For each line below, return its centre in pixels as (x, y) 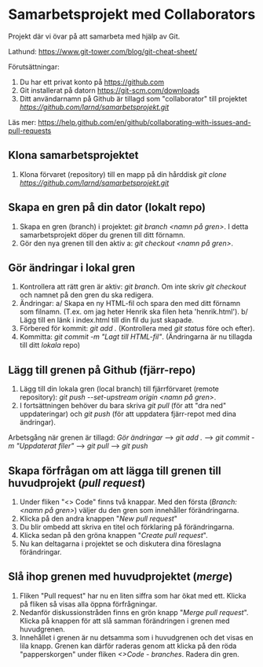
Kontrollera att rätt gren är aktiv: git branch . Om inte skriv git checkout (133, 287)
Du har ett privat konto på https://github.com (92, 82)
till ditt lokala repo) (50, 345)
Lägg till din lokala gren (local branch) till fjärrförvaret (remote (119, 389)
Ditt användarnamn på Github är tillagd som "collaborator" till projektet (133, 98)
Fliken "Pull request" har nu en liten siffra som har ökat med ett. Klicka (133, 595)
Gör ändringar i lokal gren (72, 268)
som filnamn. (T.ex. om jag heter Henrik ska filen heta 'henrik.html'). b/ (134, 311)
